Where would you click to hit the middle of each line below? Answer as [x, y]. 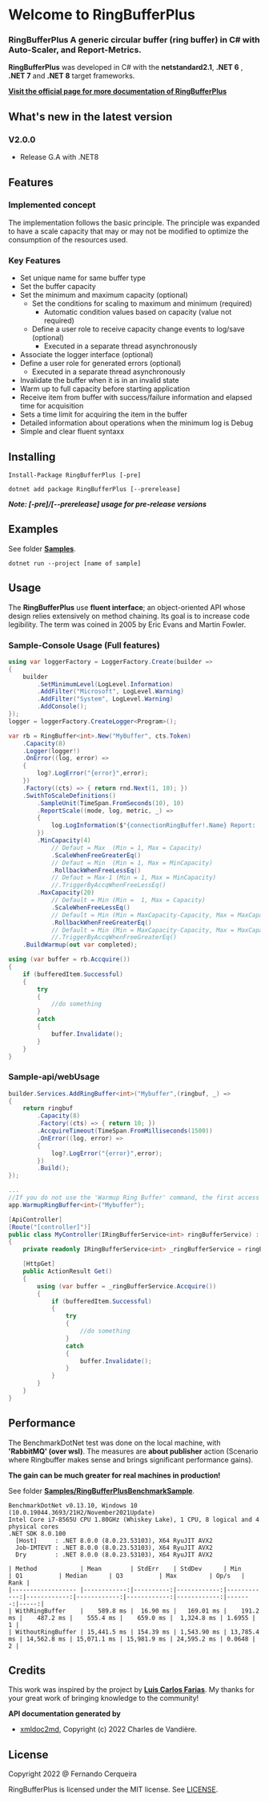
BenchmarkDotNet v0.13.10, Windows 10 [73, 1505]
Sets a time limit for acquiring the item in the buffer [104, 414]
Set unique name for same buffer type [82, 278]
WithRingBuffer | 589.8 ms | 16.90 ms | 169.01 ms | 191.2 [138, 1611]
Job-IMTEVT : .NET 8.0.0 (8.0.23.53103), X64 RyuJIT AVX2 [114, 1548]
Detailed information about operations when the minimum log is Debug [137, 423]
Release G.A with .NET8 [59, 157]
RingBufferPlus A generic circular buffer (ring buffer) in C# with [134, 40]
